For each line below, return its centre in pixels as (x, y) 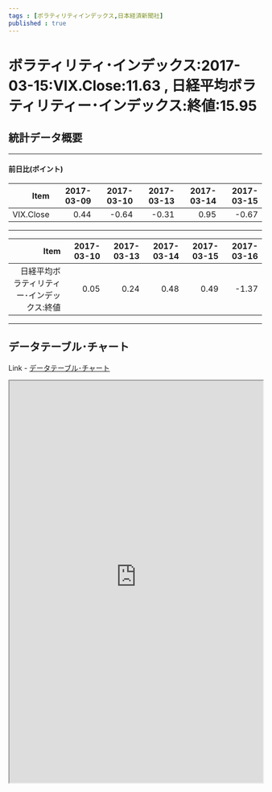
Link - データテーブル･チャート (59, 367)
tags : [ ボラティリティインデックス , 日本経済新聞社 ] (86, 16)
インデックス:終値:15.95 (177, 106)
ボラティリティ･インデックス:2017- (125, 66)
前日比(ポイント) (36, 169)
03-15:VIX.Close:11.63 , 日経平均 (118, 86)
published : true (37, 23)
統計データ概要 (45, 138)
